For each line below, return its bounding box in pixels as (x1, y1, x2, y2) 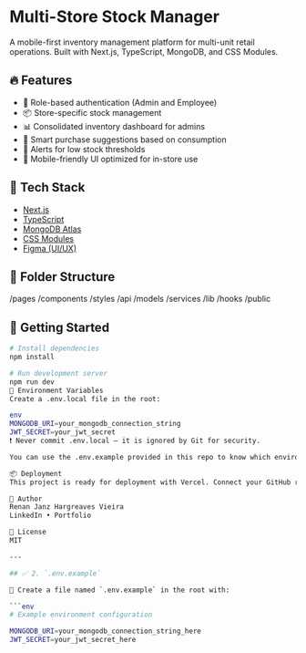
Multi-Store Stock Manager (9, 6, 220, 27)
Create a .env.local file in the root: (9, 394, 161, 403)
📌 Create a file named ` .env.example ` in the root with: (9, 586, 230, 595)
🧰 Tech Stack (9, 180, 86, 195)
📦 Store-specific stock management (22, 107, 162, 118)
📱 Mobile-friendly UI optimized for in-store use (22, 153, 199, 164)
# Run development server (9, 368, 107, 378)
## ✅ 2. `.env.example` (9, 568, 102, 578)
